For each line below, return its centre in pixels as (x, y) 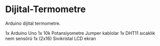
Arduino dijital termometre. (33, 23)
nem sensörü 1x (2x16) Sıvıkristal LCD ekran (51, 38)
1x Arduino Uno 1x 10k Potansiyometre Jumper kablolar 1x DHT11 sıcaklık (80, 33)
